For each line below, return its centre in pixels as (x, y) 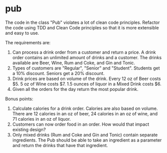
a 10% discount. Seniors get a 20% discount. (58, 73)
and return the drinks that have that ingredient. (60, 145)
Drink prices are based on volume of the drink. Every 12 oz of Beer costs (86, 78)
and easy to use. (22, 33)
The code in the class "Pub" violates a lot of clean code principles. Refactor (83, 22)
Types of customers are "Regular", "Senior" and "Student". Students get (86, 68)
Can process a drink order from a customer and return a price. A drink (84, 52)
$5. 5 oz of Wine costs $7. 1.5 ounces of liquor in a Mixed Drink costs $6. (87, 84)
